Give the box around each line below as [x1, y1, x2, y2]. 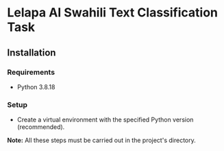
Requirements [7, 67, 55, 77]
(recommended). [16, 123, 65, 131]
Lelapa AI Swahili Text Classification [7, 5, 218, 21]
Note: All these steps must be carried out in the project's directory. [7, 136, 197, 145]
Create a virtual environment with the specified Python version [16, 115, 194, 124]
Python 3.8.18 [16, 82, 55, 91]
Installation [7, 47, 56, 58]
